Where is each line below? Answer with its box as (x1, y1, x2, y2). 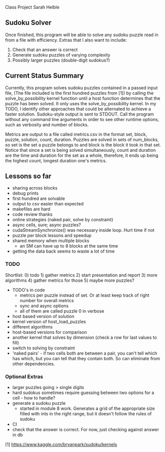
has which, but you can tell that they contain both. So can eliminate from (12, 355, 160, 361)
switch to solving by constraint (12, 345, 75, 351)
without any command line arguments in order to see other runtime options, (5, 116, 160, 122)
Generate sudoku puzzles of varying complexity (12, 52, 110, 58)
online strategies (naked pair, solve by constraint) (12, 217, 113, 223)
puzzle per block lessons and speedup (12, 233, 92, 239)
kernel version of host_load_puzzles (12, 319, 86, 324)
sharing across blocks (12, 185, 58, 191)
